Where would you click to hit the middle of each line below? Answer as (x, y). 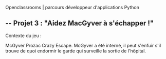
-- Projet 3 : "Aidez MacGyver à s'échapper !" (80, 23)
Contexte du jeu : (24, 36)
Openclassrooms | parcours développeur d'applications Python (72, 7)
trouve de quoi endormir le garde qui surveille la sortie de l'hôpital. (76, 51)
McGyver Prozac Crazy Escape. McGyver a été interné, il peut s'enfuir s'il (83, 45)
